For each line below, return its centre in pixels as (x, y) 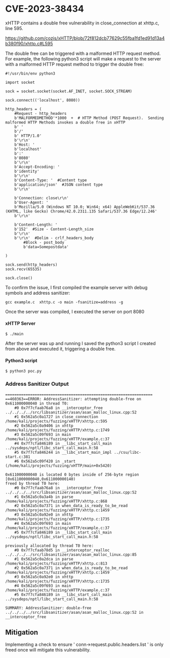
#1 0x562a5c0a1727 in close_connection (56, 417)
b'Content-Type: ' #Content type (51, 180)
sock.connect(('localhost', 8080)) (43, 100)
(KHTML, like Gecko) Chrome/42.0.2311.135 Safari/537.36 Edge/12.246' (81, 211)
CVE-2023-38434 (45, 9)
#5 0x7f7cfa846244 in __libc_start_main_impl (63, 452)
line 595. (14, 28)
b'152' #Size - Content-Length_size (54, 229)
